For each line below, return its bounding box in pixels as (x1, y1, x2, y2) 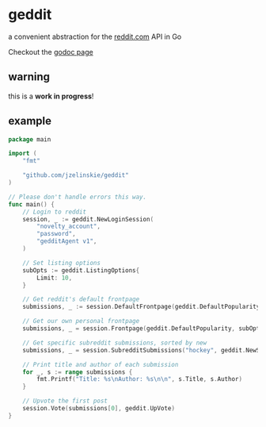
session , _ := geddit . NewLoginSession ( (22, 215, 154, 223)
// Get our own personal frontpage (22, 317, 140, 325)
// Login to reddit (22, 208, 87, 216)
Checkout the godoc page (8, 47, 93, 56)
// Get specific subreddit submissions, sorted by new (22, 339, 207, 347)
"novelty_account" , (36, 222, 101, 231)
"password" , (36, 230, 77, 238)
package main (8, 135, 51, 144)
